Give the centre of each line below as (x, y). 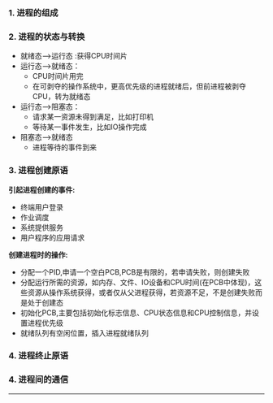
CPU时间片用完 (58, 76)
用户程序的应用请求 (52, 237)
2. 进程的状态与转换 (47, 37)
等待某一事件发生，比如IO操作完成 (90, 127)
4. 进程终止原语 (39, 356)
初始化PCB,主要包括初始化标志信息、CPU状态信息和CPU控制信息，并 (136, 312)
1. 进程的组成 (33, 12)
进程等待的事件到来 (65, 147)
